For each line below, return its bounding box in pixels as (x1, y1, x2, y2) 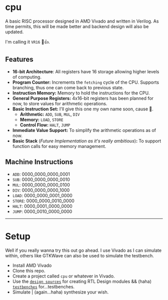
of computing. (12, 74, 41, 80)
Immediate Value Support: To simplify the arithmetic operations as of (12, 127, 156, 133)
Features (5, 55, 33, 64)
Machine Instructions (5, 158, 73, 167)
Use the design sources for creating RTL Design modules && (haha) (12, 278, 151, 284)
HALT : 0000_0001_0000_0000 (12, 203, 72, 209)
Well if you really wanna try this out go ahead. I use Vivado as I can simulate (5, 247, 161, 253)
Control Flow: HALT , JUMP (19, 122, 70, 128)
